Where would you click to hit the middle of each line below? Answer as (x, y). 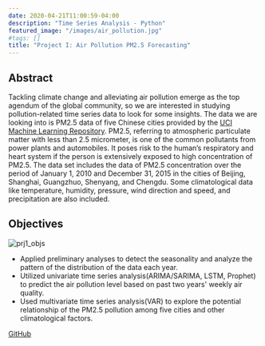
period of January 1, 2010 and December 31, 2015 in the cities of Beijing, (127, 173)
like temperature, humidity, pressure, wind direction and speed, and (119, 190)
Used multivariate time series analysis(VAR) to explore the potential (131, 301)
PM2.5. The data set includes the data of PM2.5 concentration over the (125, 165)
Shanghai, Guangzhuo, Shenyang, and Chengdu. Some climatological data (131, 181)
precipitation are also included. (59, 199)
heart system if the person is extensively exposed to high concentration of (131, 156)
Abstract (31, 78)
